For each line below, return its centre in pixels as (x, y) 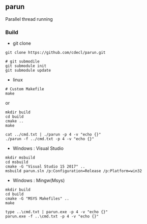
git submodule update (28, 71)
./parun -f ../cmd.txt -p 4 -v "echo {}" (50, 139)
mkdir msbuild (20, 158)
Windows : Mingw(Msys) (39, 180)
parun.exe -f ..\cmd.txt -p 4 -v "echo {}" (52, 216)
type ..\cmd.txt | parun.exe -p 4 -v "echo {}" (57, 212)
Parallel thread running (29, 19)
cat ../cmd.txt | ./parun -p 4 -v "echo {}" (53, 135)
